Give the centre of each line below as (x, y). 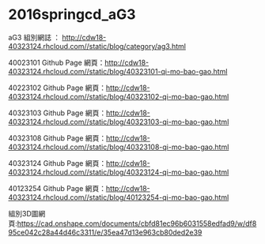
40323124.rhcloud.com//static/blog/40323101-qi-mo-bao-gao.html (118, 71)
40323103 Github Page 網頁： (57, 113)
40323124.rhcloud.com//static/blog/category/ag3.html (97, 46)
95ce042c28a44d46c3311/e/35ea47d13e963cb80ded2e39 (105, 232)
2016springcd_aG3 (72, 15)
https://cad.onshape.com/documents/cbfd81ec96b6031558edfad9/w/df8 (137, 223)
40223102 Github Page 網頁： (57, 88)
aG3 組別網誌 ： (34, 37)
